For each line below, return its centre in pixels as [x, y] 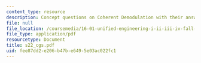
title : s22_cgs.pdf [31, 46]
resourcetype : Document [36, 40]
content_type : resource [36, 12]
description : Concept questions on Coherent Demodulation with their [95, 17]
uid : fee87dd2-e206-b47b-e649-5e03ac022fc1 [61, 51]
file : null [20, 23]
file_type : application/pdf [41, 34]
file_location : [25, 28]
